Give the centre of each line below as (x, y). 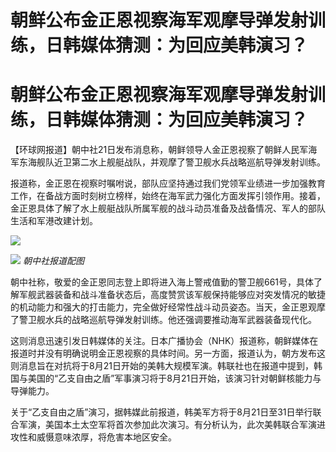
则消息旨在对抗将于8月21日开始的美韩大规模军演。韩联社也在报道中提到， (162, 366)
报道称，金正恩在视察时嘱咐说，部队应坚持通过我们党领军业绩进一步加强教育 (168, 183)
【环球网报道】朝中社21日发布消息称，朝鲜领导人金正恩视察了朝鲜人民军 (159, 150)
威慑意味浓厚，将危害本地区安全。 (106, 437)
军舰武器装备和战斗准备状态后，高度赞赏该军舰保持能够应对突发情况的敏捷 (172, 295)
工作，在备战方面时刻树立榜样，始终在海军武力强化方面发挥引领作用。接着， (168, 196)
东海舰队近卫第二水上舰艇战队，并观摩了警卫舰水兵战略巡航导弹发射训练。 (172, 162)
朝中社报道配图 (53, 261)
